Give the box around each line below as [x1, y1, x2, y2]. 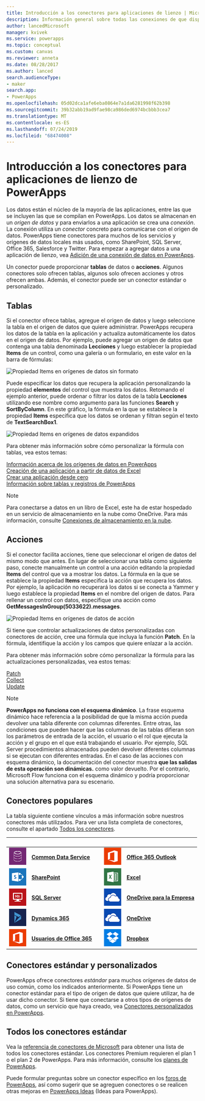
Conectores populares [6, 796, 93, 806]
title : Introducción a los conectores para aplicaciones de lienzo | [6, 10, 187, 16]
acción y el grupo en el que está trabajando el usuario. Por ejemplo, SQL [6, 739, 189, 746]
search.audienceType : [6, 74, 62, 81]
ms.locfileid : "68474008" [6, 132, 72, 139]
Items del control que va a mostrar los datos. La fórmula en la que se [6, 570, 180, 578]
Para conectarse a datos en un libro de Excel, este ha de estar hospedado [6, 504, 192, 511]
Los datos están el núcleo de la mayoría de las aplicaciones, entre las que [6, 206, 192, 214]
